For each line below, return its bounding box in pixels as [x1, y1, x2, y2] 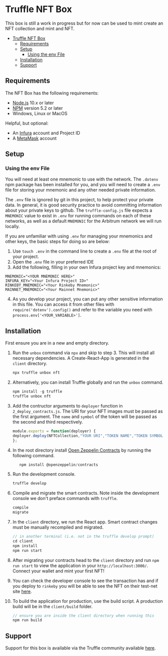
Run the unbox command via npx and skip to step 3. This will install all [12, 350, 154, 356]
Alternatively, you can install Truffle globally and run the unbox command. [12, 379, 163, 385]
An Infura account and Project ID [12, 130, 80, 136]
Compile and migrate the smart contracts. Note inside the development [12, 490, 159, 496]
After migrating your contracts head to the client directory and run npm [12, 557, 159, 563]
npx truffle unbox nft [12, 370, 60, 375]
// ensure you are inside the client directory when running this [12, 613, 154, 618]
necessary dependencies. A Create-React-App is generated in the [12, 355, 149, 361]
